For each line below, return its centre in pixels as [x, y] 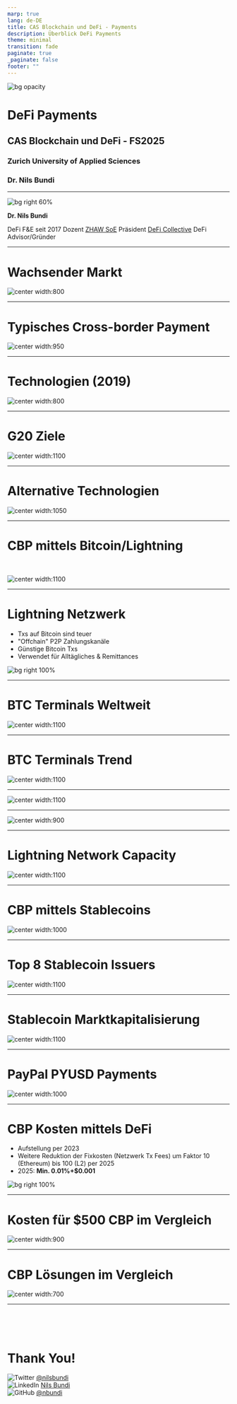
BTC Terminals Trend [70, 760]
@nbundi [49, 1393]
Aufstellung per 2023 [48, 1148]
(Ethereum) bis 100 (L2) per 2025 [66, 1164]
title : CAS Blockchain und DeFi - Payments [72, 27]
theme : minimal [30, 40]
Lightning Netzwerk [67, 614]
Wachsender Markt [65, 272]
